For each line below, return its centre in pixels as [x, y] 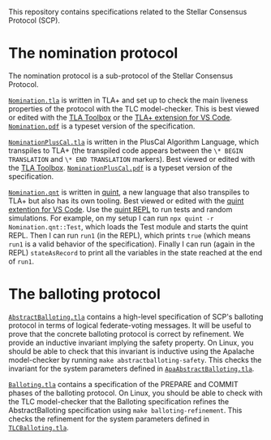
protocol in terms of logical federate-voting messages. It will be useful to [130, 325]
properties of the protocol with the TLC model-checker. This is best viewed [134, 108]
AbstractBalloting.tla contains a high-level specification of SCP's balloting [136, 316]
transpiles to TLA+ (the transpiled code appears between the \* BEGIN [126, 150]
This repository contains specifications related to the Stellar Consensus [128, 12]
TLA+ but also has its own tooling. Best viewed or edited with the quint [126, 200]
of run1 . [22, 261]
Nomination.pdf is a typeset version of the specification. [102, 126]
